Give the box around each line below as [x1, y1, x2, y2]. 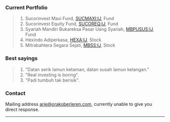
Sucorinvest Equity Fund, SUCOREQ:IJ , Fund [25, 21, 118, 27]
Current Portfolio [5, 4, 48, 11]
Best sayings [5, 55, 38, 62]
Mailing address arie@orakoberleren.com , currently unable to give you [5, 101, 153, 107]
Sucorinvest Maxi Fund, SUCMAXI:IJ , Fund [25, 16, 114, 22]
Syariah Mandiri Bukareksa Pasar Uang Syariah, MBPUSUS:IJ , [25, 26, 154, 32]
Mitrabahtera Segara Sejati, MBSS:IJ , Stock [25, 42, 115, 48]
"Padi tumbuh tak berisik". [25, 77, 80, 83]
